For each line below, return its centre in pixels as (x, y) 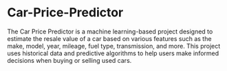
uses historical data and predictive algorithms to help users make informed (113, 53)
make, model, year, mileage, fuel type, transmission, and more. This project (114, 46)
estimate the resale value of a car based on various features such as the (109, 38)
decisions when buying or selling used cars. (69, 60)
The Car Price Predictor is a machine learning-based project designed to (110, 31)
